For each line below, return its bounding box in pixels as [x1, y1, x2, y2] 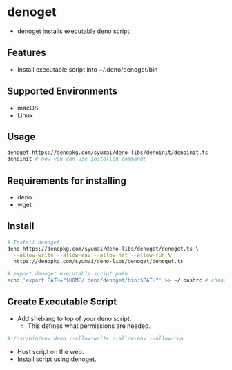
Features [7, 47, 46, 59]
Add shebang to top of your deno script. [17, 314, 132, 322]
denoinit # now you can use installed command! [7, 156, 147, 163]
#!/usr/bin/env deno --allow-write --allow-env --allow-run [7, 335, 184, 342]
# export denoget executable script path [7, 271, 128, 277]
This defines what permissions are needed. [27, 322, 151, 330]
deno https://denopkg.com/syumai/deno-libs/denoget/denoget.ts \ [7, 245, 199, 252]
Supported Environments [7, 86, 118, 97]
